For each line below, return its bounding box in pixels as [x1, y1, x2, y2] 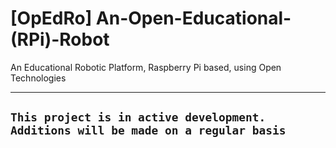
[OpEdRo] [10, 7, 93, 30]
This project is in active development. [10, 110, 267, 125]
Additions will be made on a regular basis [10, 123, 287, 138]
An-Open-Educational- [95, 7, 292, 30]
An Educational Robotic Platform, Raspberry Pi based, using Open [10, 61, 282, 73]
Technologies [10, 72, 67, 84]
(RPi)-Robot [10, 28, 110, 51]
